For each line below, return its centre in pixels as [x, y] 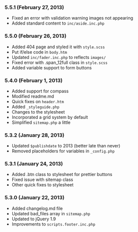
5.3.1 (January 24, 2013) [34, 164]
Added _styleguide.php [35, 107]
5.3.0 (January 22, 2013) [34, 198]
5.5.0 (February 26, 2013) [35, 36]
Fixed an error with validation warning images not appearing [72, 18]
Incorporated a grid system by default [50, 117]
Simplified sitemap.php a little [41, 122]
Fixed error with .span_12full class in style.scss [60, 62]
